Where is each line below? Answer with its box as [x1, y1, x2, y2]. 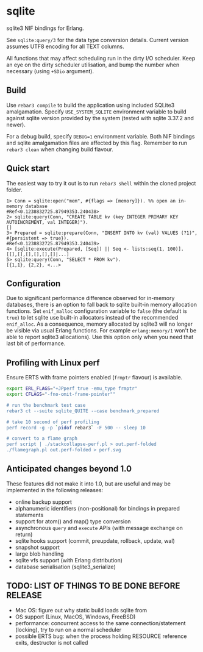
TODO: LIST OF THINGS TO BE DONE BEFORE [6, 581, 180, 591]
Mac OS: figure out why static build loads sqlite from [15, 606, 148, 614]
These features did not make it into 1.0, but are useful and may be [6, 480, 171, 487]
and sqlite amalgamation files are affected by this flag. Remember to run [6, 139, 188, 146]
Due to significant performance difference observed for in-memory [6, 295, 175, 302]
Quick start [6, 163, 50, 174]
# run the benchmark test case [6, 402, 86, 408]
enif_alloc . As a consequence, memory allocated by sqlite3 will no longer [6, 320, 193, 328]
